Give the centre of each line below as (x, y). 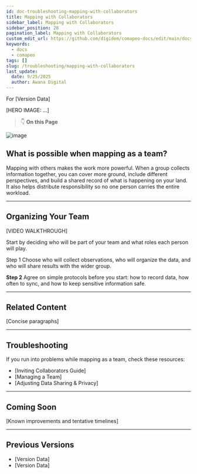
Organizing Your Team (48, 217)
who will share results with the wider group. (59, 266)
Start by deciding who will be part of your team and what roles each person (97, 242)
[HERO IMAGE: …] (28, 110)
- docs (19, 50)
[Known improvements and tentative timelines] (62, 421)
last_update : (22, 71)
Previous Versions (40, 445)
